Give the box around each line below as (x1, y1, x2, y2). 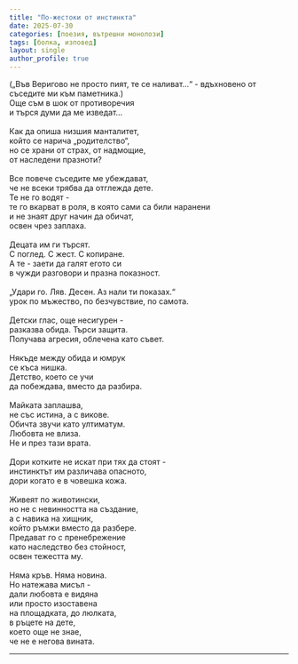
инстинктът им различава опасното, (9, 466, 147, 476)
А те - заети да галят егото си (9, 259, 122, 268)
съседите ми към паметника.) (9, 88, 124, 99)
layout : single (9, 46, 66, 55)
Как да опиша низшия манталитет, (9, 126, 140, 136)
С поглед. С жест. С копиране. (9, 249, 125, 259)
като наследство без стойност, (9, 541, 127, 552)
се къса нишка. (9, 362, 68, 372)
